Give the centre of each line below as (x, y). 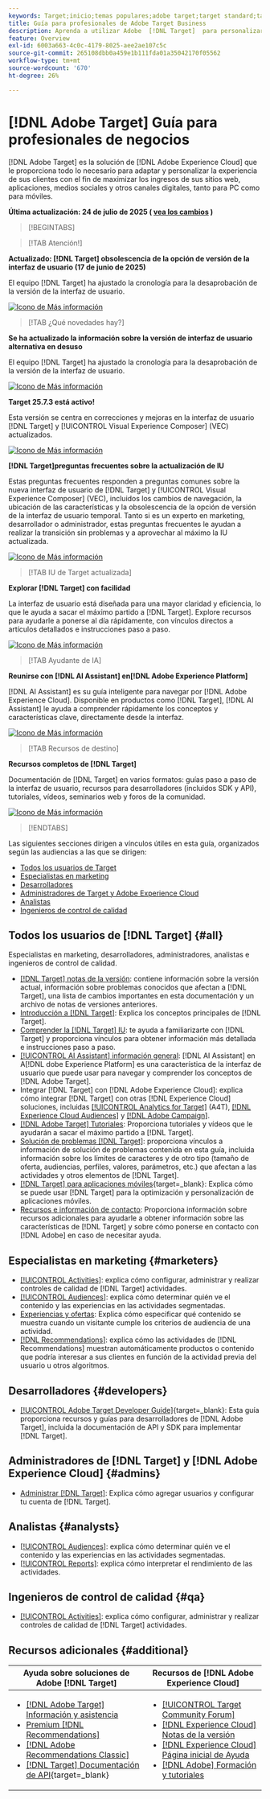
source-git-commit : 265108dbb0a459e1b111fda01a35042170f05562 (115, 53)
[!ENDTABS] (48, 827)
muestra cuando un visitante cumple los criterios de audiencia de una (135, 1323)
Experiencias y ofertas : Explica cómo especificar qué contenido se (131, 1314)
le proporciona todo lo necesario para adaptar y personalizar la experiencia (133, 171)
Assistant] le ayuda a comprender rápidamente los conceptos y (113, 708)
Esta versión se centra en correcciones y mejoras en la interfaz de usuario (131, 417)
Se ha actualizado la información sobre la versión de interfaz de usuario (131, 338)
